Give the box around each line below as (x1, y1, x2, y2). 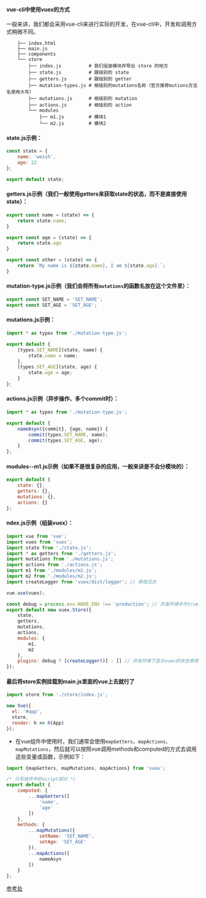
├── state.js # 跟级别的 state (28, 69, 129, 76)
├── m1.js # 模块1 (39, 114, 107, 120)
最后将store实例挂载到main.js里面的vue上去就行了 (6, 678, 135, 685)
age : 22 (17, 159, 37, 166)
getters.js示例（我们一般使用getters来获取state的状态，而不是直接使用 (6, 190, 187, 198)
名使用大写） (6, 89, 34, 95)
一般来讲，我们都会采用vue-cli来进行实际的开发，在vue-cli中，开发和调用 (6, 20, 192, 28)
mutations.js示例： (6, 316, 56, 323)
